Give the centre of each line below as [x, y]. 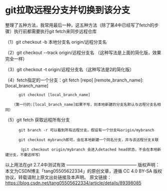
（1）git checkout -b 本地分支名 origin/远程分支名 [56, 42]
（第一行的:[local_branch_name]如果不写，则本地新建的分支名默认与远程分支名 [84, 104]
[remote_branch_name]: [119, 80]
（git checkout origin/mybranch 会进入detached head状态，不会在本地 [88, 149]
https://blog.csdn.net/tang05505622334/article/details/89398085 [73, 182]
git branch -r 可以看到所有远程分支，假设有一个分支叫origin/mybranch [86, 130]
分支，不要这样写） [25, 155]
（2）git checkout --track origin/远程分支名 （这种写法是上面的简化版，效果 [83, 52]
